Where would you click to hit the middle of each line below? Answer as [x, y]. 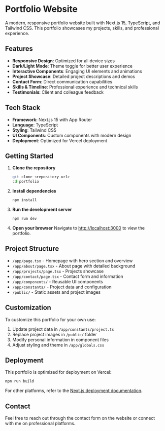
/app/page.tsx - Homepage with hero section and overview [72, 261]
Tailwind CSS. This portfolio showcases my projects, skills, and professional [82, 28]
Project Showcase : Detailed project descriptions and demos [74, 76]
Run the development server [42, 209]
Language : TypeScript [35, 125]
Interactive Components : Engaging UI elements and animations [77, 71]
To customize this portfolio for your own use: [50, 319]
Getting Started [29, 156]
